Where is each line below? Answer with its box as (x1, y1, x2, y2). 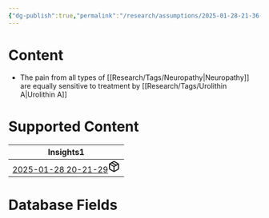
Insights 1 (47, 146, 85, 157)
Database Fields (8, 196, 118, 214)
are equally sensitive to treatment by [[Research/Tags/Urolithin (19, 81, 227, 90)
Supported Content (8, 117, 139, 136)
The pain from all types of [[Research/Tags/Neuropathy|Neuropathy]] (19, 73, 250, 82)
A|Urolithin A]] (19, 89, 68, 99)
